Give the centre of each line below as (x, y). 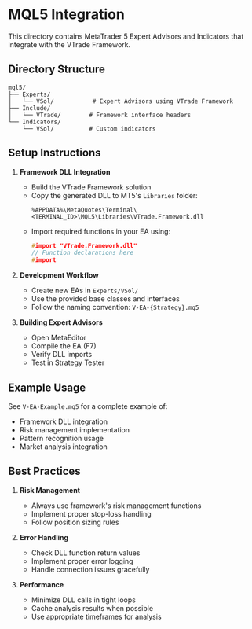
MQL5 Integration (67, 15)
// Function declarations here (82, 253)
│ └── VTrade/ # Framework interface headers (100, 115)
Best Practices (44, 471)
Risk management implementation (75, 430)
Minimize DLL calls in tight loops (83, 600)
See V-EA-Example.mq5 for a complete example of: (88, 406)
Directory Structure (57, 70)
